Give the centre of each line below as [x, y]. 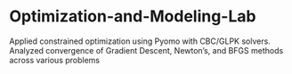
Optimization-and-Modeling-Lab [133, 16]
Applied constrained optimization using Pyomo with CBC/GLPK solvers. [140, 41]
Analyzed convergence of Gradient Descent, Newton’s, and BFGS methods [146, 50]
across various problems [55, 60]
